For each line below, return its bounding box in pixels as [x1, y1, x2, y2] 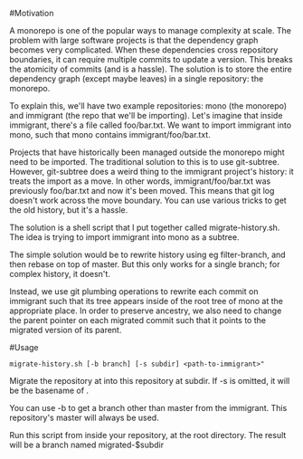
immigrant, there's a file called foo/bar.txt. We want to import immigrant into [9, 120, 292, 130]
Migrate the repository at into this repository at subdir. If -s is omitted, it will [9, 376, 290, 386]
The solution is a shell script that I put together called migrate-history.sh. [9, 222, 280, 233]
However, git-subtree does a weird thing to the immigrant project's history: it [9, 167, 294, 177]
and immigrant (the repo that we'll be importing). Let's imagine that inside [9, 110, 283, 120]
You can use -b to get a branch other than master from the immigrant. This [9, 403, 288, 413]
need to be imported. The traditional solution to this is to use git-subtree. [9, 157, 280, 167]
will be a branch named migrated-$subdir [9, 439, 165, 450]
